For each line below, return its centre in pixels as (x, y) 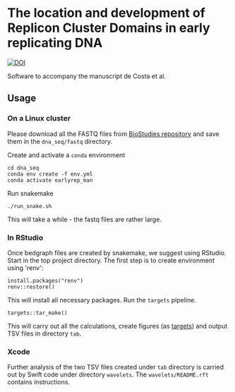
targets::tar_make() (38, 313)
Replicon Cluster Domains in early (109, 28)
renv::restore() (31, 287)
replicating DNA (55, 43)
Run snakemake (31, 193)
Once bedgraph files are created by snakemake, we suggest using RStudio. (117, 252)
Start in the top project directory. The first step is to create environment (111, 260)
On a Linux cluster (39, 118)
